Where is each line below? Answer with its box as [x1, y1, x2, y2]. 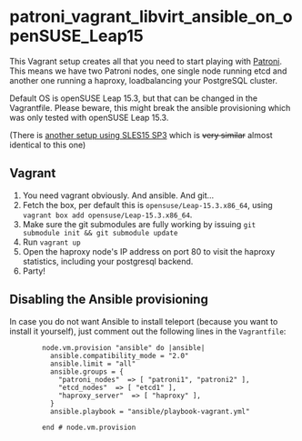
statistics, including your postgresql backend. [22, 256, 194, 266]
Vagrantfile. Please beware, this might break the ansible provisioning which [9, 102, 291, 113]
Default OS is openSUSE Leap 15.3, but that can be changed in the [9, 93, 257, 104]
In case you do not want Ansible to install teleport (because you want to [9, 316, 278, 326]
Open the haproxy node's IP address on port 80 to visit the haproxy [22, 246, 276, 256]
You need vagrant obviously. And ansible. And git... [22, 189, 215, 201]
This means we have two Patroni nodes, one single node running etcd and [9, 65, 287, 76]
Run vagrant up [22, 236, 81, 247]
